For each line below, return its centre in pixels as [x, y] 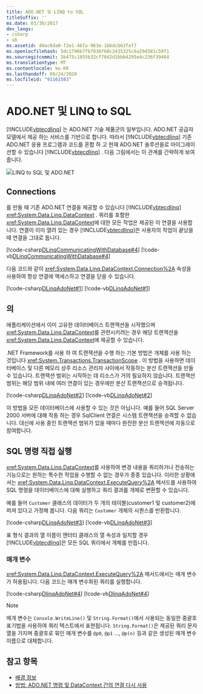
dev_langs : [20, 29]
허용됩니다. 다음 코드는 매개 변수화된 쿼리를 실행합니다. [77, 581]
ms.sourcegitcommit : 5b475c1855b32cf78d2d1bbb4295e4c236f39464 [88, 57]
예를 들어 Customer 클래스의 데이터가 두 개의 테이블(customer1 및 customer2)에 [101, 502]
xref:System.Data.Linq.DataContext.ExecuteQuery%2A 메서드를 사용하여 [107, 482]
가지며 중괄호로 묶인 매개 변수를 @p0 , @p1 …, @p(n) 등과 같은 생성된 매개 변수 [107, 633]
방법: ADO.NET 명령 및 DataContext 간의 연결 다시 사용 [81, 685]
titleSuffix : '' [27, 18]
